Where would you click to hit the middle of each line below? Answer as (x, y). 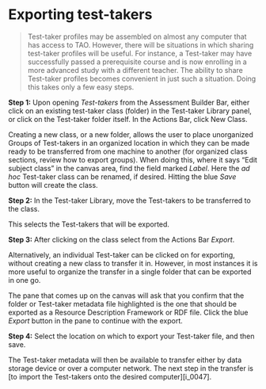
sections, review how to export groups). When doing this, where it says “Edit (133, 159)
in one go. (25, 280)
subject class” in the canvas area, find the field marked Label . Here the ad (129, 168)
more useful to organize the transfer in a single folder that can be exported (130, 272)
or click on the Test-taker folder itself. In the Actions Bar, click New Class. (128, 119)
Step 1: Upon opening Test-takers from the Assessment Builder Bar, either (129, 102)
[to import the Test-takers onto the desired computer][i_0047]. (110, 376)
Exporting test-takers (80, 15)
